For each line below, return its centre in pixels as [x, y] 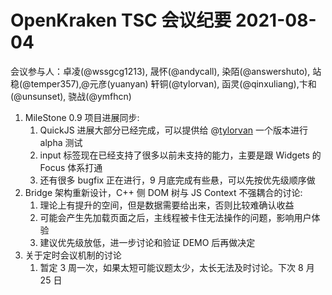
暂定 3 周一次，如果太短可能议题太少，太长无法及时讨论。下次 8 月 [177, 267]
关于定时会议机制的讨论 [73, 255]
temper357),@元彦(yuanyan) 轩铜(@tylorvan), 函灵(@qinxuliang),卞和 [173, 83]
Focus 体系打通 [71, 167]
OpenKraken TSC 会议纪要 [121, 20]
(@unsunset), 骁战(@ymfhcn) [71, 96]
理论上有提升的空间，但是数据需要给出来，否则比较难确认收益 [167, 205]
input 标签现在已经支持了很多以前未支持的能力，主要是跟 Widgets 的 [180, 155]
